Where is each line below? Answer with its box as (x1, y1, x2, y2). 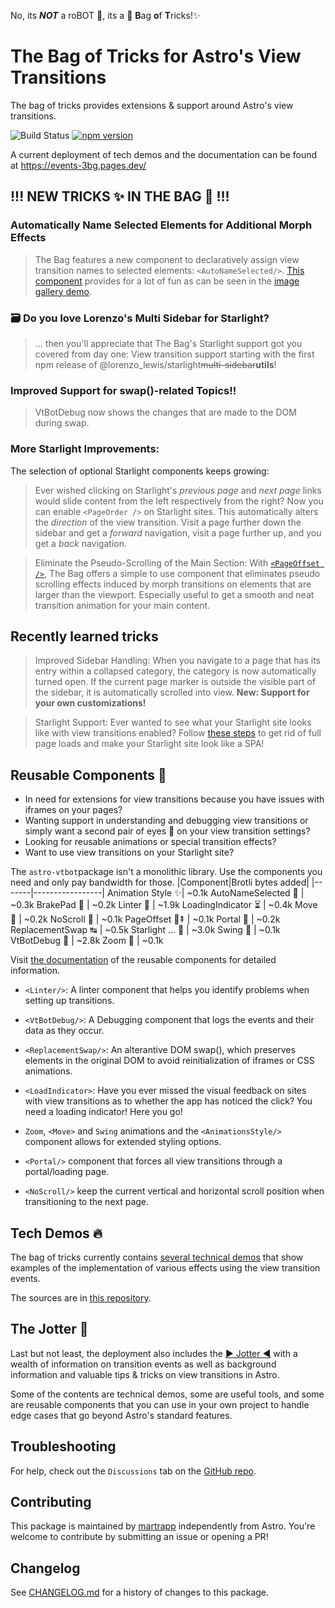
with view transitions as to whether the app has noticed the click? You (24, 1095, 313, 1107)
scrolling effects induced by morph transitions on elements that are (34, 578, 312, 590)
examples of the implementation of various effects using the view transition (10, 1261, 321, 1274)
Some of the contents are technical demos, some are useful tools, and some (10, 1388, 325, 1400)
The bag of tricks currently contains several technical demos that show (10, 1251, 304, 1263)
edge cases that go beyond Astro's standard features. (10, 1409, 233, 1421)
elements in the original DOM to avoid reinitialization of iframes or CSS (24, 1055, 315, 1067)
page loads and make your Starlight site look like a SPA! (34, 738, 265, 750)
